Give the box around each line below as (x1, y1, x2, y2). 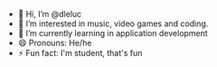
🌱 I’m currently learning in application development (17, 28, 208, 38)
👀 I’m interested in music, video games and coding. (17, 18, 209, 29)
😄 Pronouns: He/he (17, 37, 92, 48)
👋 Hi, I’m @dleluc (17, 9, 82, 19)
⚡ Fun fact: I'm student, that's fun (17, 48, 143, 58)
